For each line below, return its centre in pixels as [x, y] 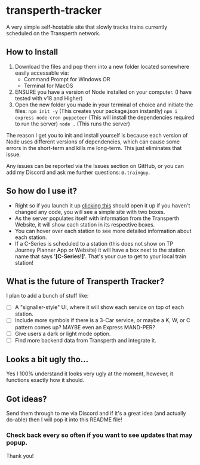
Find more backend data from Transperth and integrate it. [85, 340]
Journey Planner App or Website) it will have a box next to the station [100, 250]
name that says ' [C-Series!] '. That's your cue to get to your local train [101, 256]
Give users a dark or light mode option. [63, 334]
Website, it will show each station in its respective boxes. [85, 224]
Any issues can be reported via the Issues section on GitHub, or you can [95, 166]
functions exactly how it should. [45, 380]
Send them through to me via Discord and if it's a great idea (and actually [96, 414]
